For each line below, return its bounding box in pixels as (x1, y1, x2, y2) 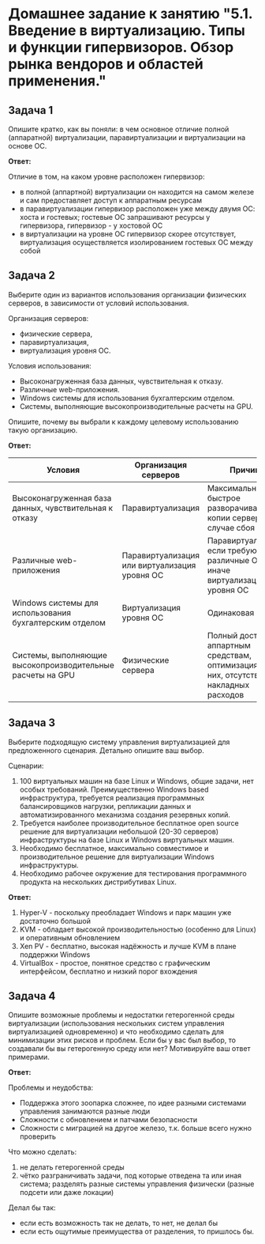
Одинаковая (207, 607, 255, 618)
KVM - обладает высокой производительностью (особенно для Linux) (19, 924, 256, 934)
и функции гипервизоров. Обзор (8, 39, 234, 56)
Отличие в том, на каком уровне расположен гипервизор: (8, 172, 205, 181)
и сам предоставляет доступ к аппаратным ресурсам (19, 195, 203, 205)
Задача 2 (8, 269, 55, 282)
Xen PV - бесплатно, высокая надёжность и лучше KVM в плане (19, 941, 237, 951)
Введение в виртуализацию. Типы (8, 21, 246, 40)
